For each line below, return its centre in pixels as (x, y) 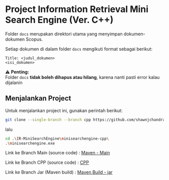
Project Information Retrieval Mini (77, 9)
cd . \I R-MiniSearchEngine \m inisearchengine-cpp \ (57, 139)
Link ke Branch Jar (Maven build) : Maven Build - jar (59, 172)
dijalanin (14, 82)
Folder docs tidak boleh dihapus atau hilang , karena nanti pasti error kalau (82, 77)
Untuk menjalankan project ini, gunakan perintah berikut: (64, 110)
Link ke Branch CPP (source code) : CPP (47, 162)
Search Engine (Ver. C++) (59, 20)
